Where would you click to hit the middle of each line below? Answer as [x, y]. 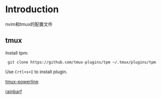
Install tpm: [17, 53]
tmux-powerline [22, 81]
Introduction [32, 9]
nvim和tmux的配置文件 [29, 24]
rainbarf [14, 91]
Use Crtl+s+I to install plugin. [36, 71]
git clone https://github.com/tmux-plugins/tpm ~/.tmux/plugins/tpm [82, 62]
